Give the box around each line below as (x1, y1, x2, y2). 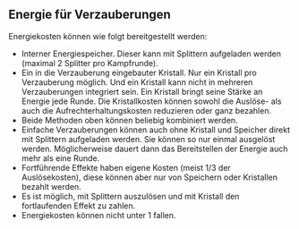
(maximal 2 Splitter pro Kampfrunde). (21, 57, 158, 68)
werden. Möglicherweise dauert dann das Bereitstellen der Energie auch (21, 143, 288, 154)
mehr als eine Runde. (21, 152, 100, 164)
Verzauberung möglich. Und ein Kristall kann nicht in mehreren (21, 76, 253, 88)
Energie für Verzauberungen (8, 7, 171, 22)
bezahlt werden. (21, 181, 81, 191)
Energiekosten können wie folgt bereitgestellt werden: (8, 30, 208, 41)
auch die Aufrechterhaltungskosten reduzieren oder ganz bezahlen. (21, 105, 272, 115)
